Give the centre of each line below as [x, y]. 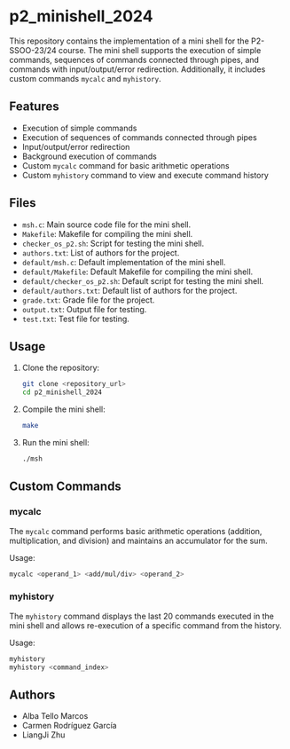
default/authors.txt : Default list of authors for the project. [129, 290]
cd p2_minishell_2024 [62, 392]
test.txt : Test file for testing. [76, 319]
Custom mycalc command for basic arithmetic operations [125, 165]
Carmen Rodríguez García [69, 726]
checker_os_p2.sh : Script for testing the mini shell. [113, 243]
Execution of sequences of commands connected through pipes [139, 137]
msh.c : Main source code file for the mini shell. [106, 225]
